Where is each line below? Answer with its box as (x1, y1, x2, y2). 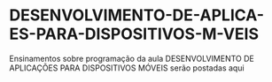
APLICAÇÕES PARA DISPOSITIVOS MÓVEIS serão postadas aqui (9, 63, 245, 73)
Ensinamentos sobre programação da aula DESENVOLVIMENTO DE (9, 53, 254, 63)
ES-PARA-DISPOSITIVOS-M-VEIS (9, 24, 260, 44)
